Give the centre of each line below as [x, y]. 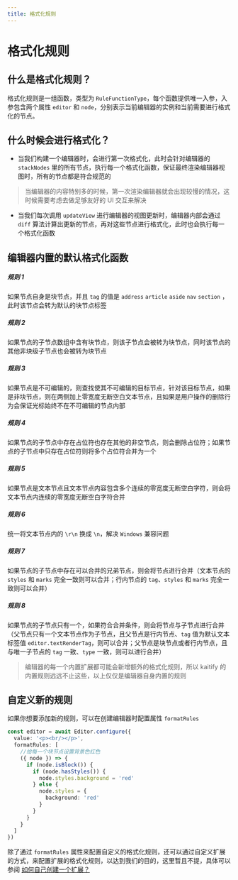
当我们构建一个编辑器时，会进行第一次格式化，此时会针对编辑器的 [114, 159]
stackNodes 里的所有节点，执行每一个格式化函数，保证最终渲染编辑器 [118, 167]
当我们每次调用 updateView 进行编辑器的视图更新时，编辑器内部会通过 [119, 215]
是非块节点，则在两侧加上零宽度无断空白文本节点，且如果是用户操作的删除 [116, 396]
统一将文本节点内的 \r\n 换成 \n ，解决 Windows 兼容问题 [88, 534]
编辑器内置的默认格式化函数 [68, 257]
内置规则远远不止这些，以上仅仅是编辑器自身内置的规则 [105, 676]
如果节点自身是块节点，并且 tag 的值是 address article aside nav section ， [118, 296]
